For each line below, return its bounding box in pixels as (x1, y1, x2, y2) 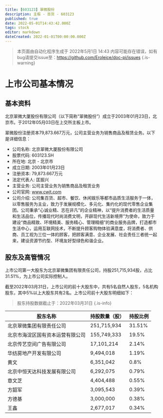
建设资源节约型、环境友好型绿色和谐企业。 (20, 238, 106, 243)
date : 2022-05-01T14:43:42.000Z (5, 20, 71, 26)
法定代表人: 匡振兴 (12, 177, 49, 182)
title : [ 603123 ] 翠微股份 (5, 7, 55, 12)
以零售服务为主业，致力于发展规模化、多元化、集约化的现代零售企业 (12, 201, 149, 207)
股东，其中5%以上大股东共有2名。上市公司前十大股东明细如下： (5, 290, 134, 296)
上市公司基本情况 (5, 79, 74, 90)
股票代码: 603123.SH (12, 152, 54, 158)
